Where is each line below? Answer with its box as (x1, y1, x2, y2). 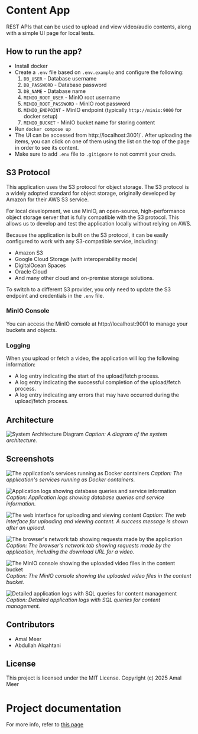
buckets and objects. (6, 326, 57, 333)
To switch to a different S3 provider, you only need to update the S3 (6, 285, 171, 293)
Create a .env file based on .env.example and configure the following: (14, 69, 184, 76)
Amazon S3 (14, 249, 43, 256)
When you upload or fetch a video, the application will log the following (6, 355, 179, 362)
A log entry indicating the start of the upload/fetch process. (14, 372, 160, 379)
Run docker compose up (14, 125, 71, 132)
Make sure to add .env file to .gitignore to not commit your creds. (14, 150, 177, 157)
